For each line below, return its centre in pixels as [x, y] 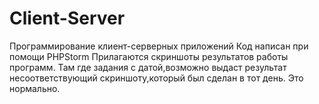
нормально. [35, 88]
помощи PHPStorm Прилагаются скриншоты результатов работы [149, 56]
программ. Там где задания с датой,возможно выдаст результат [148, 67]
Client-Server [67, 18]
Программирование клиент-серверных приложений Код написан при [159, 46]
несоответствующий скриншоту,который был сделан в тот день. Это [156, 78]
